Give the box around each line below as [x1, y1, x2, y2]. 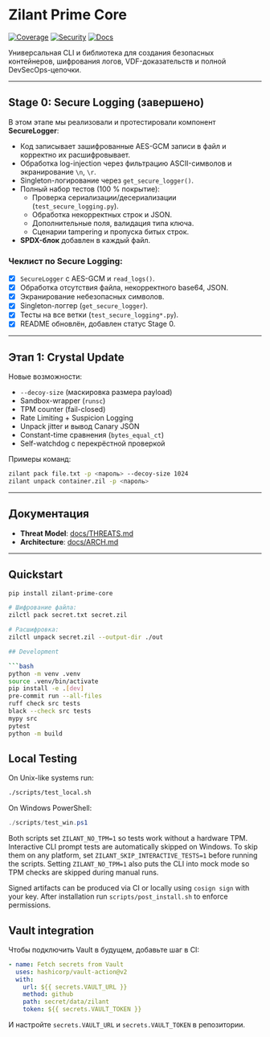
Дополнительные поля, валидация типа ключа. [31, 218, 194, 228]
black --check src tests [8, 707, 92, 715]
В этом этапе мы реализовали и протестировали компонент [8, 117, 216, 126]
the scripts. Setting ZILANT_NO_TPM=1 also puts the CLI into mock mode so [8, 859, 250, 869]
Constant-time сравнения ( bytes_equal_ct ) [19, 430, 165, 440]
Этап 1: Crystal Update [8, 350, 125, 364]
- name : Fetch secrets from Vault [8, 960, 125, 969]
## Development [8, 648, 59, 656]
